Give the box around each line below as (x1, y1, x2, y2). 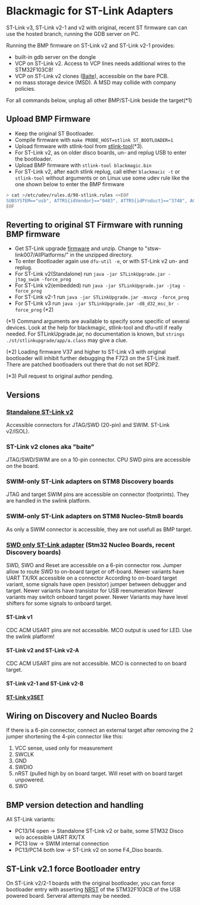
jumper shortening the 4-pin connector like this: (6, 733, 124, 740)
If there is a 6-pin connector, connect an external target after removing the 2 (6, 727, 193, 734)
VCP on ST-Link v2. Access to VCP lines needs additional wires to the (14, 60, 186, 67)
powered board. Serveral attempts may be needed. (6, 892, 132, 900)
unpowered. (14, 776, 45, 783)
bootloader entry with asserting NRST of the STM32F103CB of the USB (6, 886, 181, 893)
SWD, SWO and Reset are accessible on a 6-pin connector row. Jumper (6, 562, 182, 569)
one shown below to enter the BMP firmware (14, 180, 125, 187)
